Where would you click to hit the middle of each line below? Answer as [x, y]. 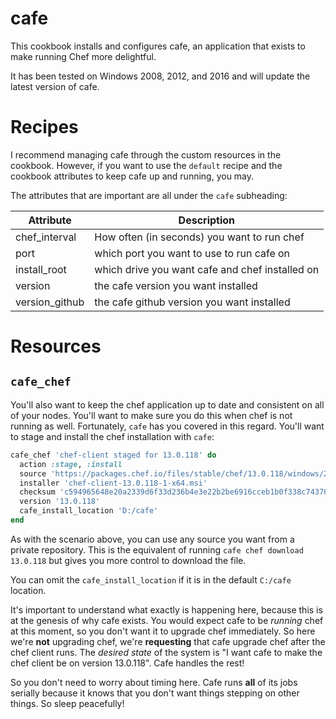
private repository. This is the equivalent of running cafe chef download [157, 549]
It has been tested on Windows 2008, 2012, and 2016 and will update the [160, 76]
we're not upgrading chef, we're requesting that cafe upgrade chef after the [168, 641]
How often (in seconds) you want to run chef [199, 237]
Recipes [44, 127]
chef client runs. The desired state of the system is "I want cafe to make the [166, 652]
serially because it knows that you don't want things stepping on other [155, 693]
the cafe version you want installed [176, 285]
